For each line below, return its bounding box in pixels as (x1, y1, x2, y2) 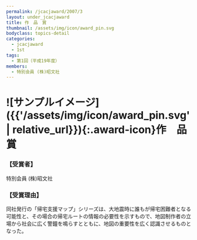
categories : (6, 36, 35, 42)
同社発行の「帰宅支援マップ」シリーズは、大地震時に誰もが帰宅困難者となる (6, 205, 191, 212)
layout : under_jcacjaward (6, 14, 69, 20)
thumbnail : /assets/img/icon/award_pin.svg (6, 25, 115, 31)
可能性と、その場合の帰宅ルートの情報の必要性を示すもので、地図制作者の (6, 213, 186, 220)
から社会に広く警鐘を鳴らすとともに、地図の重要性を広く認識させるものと (11, 220, 192, 227)
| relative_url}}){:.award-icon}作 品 (6, 123, 187, 136)
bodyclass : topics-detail (6, 31, 69, 36)
